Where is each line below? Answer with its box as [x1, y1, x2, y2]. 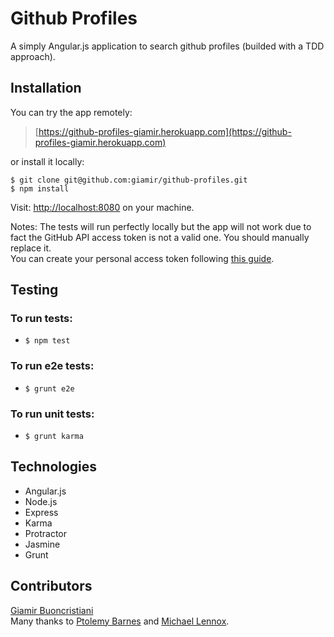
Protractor [24, 527, 67, 539]
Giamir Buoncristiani [10, 604, 94, 616]
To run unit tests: [10, 407, 95, 421]
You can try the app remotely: [10, 106, 133, 118]
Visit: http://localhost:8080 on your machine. [10, 201, 195, 213]
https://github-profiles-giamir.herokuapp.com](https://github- [38, 125, 292, 137]
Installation [10, 80, 82, 97]
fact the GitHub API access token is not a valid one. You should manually [10, 231, 310, 243]
